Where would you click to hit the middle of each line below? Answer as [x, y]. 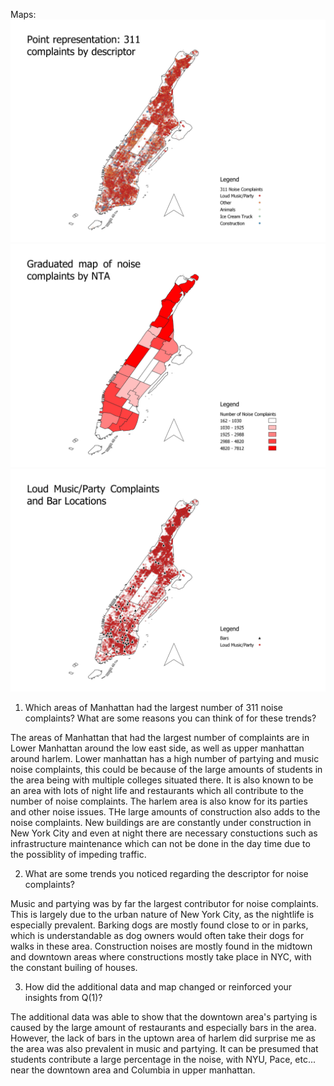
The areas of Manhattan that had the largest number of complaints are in [160, 738]
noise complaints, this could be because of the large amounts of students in [166, 770]
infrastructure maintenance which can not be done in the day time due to [160, 844]
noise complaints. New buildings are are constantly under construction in [161, 823]
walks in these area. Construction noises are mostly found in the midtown [161, 946]
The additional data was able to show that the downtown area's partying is [164, 1017]
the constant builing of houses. [74, 968]
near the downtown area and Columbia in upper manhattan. [133, 1070]
